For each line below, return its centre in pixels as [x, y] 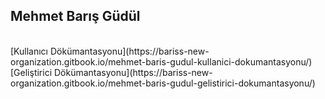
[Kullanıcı [29, 51]
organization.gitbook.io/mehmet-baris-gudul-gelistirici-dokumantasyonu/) [163, 83]
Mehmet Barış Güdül [75, 16]
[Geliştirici [31, 72]
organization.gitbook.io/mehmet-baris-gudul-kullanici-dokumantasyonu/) [161, 61]
